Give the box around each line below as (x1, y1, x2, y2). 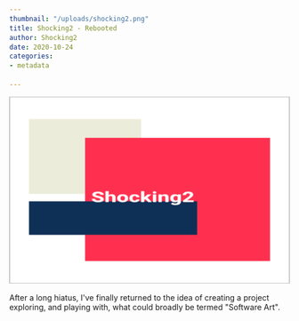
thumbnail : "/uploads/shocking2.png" (9, 14, 149, 23)
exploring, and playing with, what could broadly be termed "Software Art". (9, 301, 280, 312)
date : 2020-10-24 (9, 43, 74, 52)
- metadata (9, 61, 50, 70)
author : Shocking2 (9, 33, 77, 42)
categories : (9, 52, 53, 61)
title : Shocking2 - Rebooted (9, 23, 117, 33)
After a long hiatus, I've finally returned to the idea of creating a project (9, 292, 270, 302)
